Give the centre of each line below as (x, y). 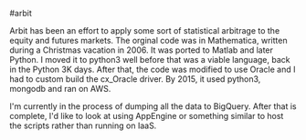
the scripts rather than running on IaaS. (83, 125)
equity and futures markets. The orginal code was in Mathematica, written (148, 40)
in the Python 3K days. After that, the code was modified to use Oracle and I (153, 69)
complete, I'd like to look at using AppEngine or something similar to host (147, 116)
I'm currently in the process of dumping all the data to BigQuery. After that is (153, 106)
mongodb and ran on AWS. (60, 89)
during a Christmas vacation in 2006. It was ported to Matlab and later (142, 50)
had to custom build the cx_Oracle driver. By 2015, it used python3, (135, 79)
